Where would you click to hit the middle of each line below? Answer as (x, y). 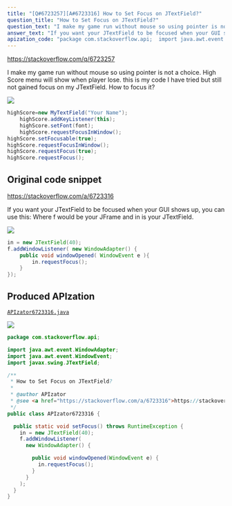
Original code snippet (55, 180)
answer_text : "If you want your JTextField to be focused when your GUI (114, 33)
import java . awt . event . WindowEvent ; (60, 356)
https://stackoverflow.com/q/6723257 (61, 59)
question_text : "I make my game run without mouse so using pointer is (112, 26)
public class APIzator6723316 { (54, 414)
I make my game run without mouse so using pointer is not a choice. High (112, 73)
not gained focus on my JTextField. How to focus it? (81, 87)
